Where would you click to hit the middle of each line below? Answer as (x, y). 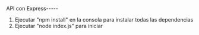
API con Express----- (32, 8)
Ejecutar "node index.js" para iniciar (59, 26)
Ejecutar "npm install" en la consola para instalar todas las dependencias (104, 20)
